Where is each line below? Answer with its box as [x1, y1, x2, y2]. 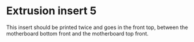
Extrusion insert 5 [6, 4, 97, 18]
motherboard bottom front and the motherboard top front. [6, 30, 148, 37]
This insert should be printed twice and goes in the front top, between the [6, 24, 189, 31]
